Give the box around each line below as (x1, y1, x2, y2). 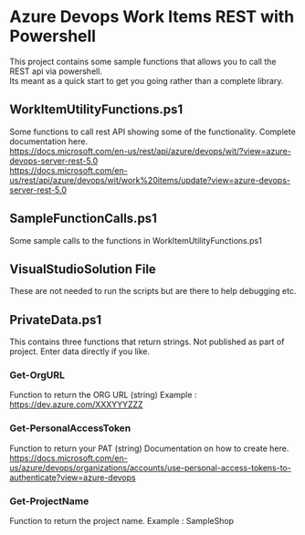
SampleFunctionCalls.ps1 (9, 211, 157, 226)
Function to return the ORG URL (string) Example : (9, 390, 197, 401)
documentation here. (9, 135, 89, 147)
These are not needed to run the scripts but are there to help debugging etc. (9, 286, 297, 297)
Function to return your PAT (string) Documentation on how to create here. (9, 443, 289, 454)
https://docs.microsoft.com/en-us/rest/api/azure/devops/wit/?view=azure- (9, 145, 292, 156)
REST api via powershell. (9, 66, 103, 77)
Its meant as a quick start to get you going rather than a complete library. (9, 75, 284, 86)
